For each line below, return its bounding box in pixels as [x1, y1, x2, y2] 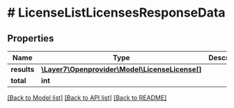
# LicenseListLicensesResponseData [7, 5, 226, 21]
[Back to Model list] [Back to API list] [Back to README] [7, 93, 167, 102]
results [10, 64, 35, 74]
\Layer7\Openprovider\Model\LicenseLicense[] [40, 64, 202, 74]
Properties [7, 33, 54, 44]
